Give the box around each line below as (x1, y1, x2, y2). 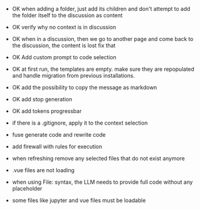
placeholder (12, 185, 43, 192)
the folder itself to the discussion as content (12, 12, 123, 19)
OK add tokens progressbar (12, 107, 82, 115)
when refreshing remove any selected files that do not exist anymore (12, 155, 185, 162)
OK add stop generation (12, 96, 73, 103)
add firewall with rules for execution (12, 143, 102, 150)
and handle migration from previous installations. (12, 72, 135, 79)
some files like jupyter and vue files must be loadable (12, 197, 146, 204)
